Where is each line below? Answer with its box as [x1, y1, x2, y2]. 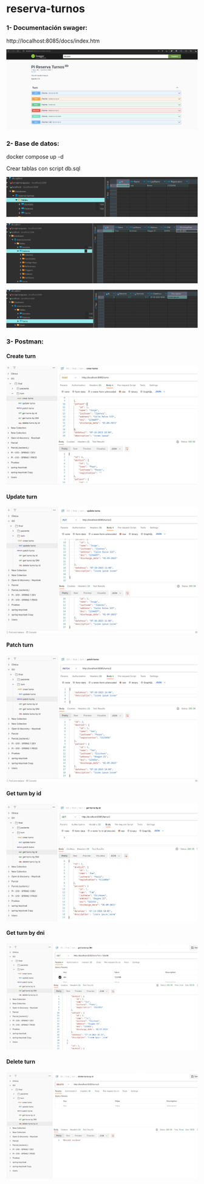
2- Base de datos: [6, 139, 59, 148]
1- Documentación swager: [6, 24, 88, 32]
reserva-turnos [6, 2, 86, 16]
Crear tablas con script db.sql [6, 165, 81, 172]
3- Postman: [6, 337, 44, 346]
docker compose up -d [6, 153, 64, 160]
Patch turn [6, 641, 33, 649]
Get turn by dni [6, 929, 45, 937]
